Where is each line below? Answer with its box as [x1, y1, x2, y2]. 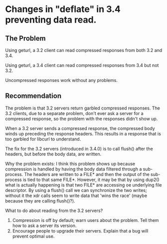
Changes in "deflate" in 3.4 [5, 3, 121, 15]
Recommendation [5, 91, 61, 100]
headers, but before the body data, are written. [5, 151, 102, 157]
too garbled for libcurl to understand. [5, 136, 81, 142]
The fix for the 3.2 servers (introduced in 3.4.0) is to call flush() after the [5, 145, 153, 151]
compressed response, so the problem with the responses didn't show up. [5, 115, 158, 121]
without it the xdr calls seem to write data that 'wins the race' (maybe [5, 192, 148, 198]
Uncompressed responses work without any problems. [5, 77, 118, 83]
